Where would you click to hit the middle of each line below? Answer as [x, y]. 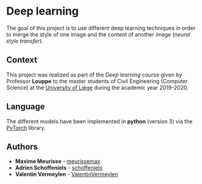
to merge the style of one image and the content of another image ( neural [98, 34]
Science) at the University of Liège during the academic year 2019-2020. [98, 87]
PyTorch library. [26, 128]
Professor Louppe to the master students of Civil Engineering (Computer [97, 81]
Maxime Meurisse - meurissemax [58, 162]
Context [22, 60]
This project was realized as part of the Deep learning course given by [94, 75]
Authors [22, 147]
